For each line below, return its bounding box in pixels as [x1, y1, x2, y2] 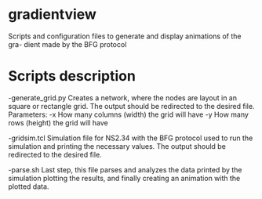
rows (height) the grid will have [8, 118, 108, 127]
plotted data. [8, 182, 49, 191]
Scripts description [8, 67, 136, 85]
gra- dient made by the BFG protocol [8, 39, 127, 49]
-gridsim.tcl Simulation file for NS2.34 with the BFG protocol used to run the [8, 133, 253, 143]
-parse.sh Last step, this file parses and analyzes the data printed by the [8, 165, 242, 174]
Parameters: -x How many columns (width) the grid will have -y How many [8, 110, 249, 119]
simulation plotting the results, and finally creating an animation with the [8, 173, 241, 183]
